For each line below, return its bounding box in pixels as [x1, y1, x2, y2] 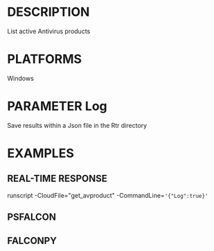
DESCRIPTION [7, 4, 90, 20]
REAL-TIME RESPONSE [7, 173, 107, 185]
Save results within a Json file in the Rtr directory [7, 121, 148, 129]
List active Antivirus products [7, 27, 91, 35]
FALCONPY [7, 234, 57, 246]
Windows [7, 74, 35, 82]
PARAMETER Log [7, 98, 107, 114]
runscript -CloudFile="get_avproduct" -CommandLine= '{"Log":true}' [7, 191, 208, 199]
